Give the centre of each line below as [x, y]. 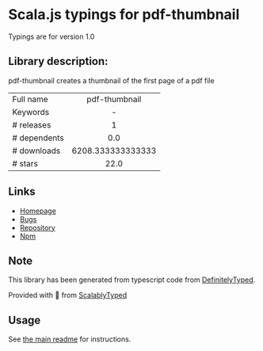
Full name [30, 99]
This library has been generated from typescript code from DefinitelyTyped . [132, 280]
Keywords [31, 112]
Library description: [58, 61]
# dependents [38, 138]
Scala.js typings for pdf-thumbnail [124, 15]
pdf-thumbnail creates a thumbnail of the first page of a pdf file [112, 80]
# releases [32, 124]
